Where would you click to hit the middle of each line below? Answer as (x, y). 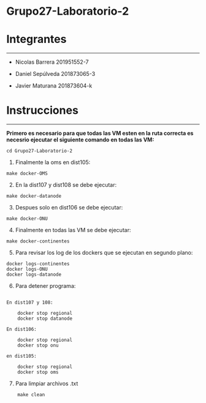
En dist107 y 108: (30, 303)
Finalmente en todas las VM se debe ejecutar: (73, 230)
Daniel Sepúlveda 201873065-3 (55, 74)
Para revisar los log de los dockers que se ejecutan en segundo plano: (104, 253)
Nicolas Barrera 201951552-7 (52, 62)
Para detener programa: (45, 286)
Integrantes (36, 40)
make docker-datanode (34, 196)
